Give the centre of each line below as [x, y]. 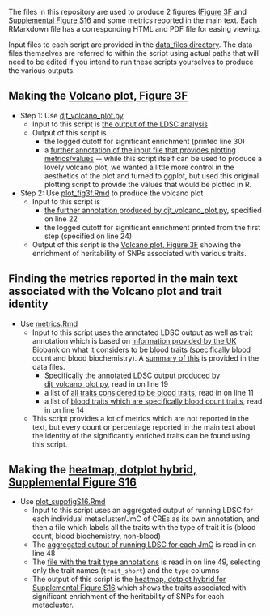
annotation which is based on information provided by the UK [134, 340]
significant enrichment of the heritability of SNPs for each [128, 597]
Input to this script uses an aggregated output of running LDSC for [142, 511]
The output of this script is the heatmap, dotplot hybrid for [129, 580]
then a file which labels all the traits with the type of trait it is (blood [144, 528]
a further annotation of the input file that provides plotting [140, 150]
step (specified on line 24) [88, 236]
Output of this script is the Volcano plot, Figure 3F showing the [136, 244]
